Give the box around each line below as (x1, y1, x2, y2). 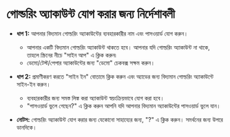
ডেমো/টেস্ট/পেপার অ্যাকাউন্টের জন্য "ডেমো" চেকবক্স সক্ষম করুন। (26, 59, 156, 67)
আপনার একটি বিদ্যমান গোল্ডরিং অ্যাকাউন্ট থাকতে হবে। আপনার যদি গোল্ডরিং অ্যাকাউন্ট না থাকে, (26, 43, 211, 51)
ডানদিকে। (16, 123, 37, 131)
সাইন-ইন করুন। (16, 80, 51, 88)
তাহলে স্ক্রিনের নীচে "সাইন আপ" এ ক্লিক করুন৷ (26, 51, 116, 59)
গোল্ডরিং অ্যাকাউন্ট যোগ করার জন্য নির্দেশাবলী (6, 6, 176, 22)
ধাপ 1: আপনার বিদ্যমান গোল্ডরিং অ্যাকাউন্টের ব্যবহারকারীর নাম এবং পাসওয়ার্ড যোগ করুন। (16, 29, 189, 37)
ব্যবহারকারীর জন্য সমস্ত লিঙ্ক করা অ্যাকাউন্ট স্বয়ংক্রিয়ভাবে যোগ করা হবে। (26, 94, 165, 102)
